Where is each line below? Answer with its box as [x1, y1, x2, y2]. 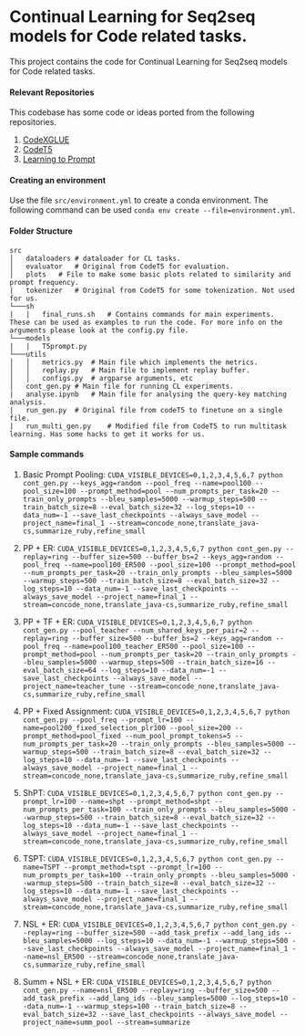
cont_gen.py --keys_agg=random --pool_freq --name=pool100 [22, 478, 252, 487]
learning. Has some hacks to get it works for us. [9, 429, 206, 439]
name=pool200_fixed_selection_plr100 [22, 723, 167, 732]
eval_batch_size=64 [22, 665, 97, 675]
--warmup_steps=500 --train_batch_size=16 [99, 657, 264, 667]
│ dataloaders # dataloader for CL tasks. [9, 254, 181, 263]
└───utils [9, 350, 47, 359]
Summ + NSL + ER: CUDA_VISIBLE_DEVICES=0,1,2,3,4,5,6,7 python [22, 976, 272, 987]
